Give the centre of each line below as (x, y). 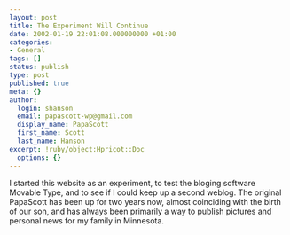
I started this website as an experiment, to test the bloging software (132, 183)
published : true (39, 83)
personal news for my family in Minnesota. (86, 220)
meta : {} (25, 91)
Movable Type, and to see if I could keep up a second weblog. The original (145, 192)
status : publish (39, 67)
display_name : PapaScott (63, 125)
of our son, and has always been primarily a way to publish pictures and (141, 211)
